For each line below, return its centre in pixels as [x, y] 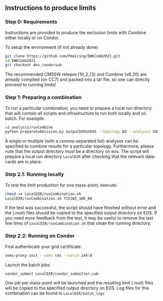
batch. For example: [25, 118]
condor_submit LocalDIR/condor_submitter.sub [52, 274]
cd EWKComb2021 [20, 60]
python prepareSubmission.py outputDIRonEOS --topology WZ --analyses [78, 132]
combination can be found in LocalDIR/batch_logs [55, 293]
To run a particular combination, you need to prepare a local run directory [78, 108]
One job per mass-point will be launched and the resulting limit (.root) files [79, 283]
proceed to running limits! [31, 85]
